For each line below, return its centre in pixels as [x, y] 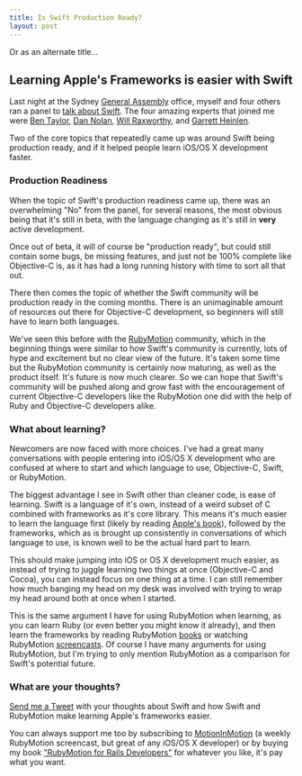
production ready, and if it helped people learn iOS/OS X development [139, 148]
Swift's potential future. [53, 663]
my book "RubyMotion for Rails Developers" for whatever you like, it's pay [146, 753]
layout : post [34, 26]
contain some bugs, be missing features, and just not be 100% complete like [151, 256]
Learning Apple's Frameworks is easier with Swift [151, 80]
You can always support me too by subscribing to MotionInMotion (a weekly [150, 734]
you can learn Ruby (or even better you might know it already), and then [142, 625]
